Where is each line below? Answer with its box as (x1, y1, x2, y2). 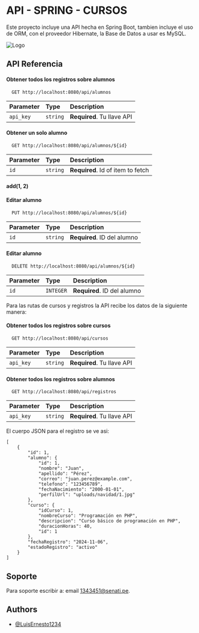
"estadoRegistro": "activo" (28, 545, 98, 551)
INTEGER (45, 287, 68, 294)
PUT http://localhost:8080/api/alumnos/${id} (11, 210, 128, 216)
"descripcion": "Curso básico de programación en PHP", (38, 518, 181, 524)
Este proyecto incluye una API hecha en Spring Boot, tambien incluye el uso (6, 23, 194, 31)
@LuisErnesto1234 (14, 620, 62, 628)
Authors (6, 605, 38, 615)
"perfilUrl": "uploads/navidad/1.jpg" (38, 492, 135, 498)
